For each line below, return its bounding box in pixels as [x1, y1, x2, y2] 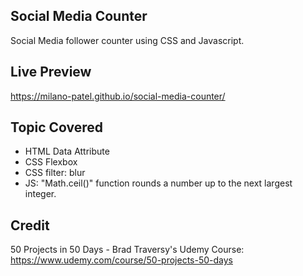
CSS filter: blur [24, 167, 86, 179]
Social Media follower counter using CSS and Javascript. [10, 34, 245, 46]
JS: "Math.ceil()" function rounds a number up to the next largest [24, 177, 293, 189]
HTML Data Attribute [24, 145, 110, 158]
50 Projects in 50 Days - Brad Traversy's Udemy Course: [10, 244, 245, 256]
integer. [24, 188, 57, 200]
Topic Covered [10, 119, 104, 136]
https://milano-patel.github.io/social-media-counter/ [10, 90, 226, 102]
